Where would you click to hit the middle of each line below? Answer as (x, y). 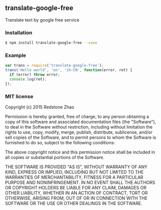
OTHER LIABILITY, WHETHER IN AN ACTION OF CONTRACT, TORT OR (76, 193)
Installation (19, 32)
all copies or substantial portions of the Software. (55, 157)
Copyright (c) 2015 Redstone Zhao (40, 107)
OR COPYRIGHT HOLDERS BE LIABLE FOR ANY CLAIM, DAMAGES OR (76, 187)
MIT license (19, 96)
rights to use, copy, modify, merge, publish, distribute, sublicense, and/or (79, 132)
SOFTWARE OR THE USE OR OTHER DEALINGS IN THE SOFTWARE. (74, 203)
